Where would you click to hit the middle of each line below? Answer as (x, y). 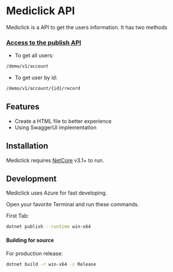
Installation (27, 146)
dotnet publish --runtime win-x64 (49, 227)
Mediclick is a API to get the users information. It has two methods (87, 27)
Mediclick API (40, 11)
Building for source (30, 240)
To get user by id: (36, 77)
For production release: (35, 253)
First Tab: (18, 216)
